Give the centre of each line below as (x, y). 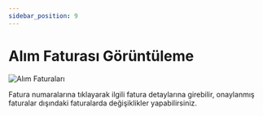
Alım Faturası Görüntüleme (101, 56)
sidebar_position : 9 (44, 16)
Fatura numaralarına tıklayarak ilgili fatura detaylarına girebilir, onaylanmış (131, 94)
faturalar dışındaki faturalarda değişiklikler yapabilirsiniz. (103, 103)
